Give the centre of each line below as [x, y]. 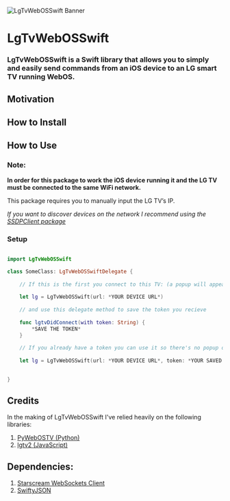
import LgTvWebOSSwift [39, 259]
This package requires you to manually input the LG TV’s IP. [91, 200]
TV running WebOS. [41, 77]
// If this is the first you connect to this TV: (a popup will [113, 284]
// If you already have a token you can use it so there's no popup [119, 348]
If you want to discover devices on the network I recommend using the [107, 214]
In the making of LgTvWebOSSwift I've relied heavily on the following [104, 417]
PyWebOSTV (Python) [48, 438]
